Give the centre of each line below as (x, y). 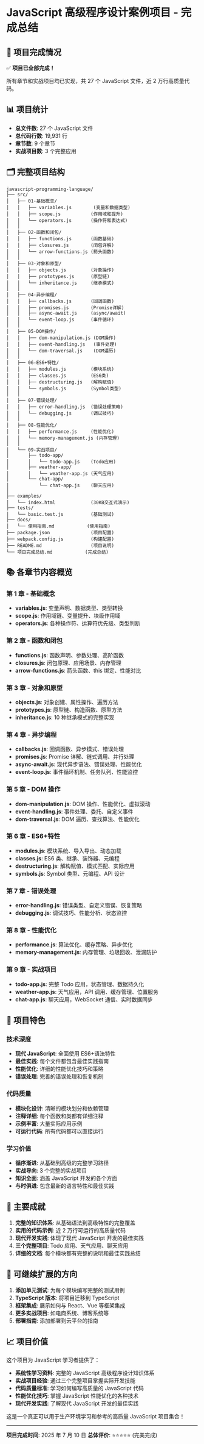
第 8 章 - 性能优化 (31, 931)
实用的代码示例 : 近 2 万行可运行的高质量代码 (70, 1230)
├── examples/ (24, 496)
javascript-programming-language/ (50, 189)
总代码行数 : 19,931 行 (41, 135)
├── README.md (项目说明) (60, 545)
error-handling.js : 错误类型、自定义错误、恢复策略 (79, 906)
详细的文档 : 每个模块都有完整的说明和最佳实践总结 (78, 1253)
